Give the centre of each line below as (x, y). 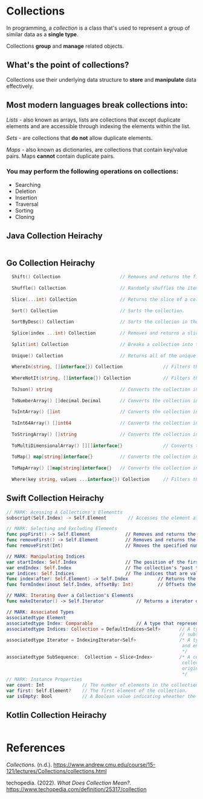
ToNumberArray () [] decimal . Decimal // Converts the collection (101, 400)
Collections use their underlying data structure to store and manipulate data (101, 79)
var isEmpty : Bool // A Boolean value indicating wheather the (101, 697)
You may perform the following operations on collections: (92, 172)
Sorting (24, 210)
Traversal (27, 204)
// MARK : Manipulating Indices (46, 556)
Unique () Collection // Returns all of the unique (104, 356)
